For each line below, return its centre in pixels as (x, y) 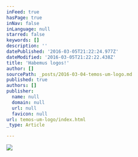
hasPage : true (24, 18)
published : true (27, 80)
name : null (26, 97)
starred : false (26, 35)
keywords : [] (23, 40)
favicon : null (30, 114)
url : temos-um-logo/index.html (46, 119)
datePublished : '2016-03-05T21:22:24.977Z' (63, 52)
